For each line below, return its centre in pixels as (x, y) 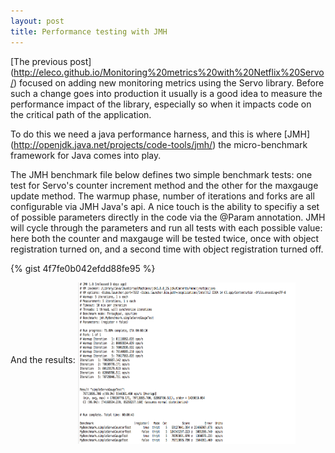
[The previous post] (51, 61)
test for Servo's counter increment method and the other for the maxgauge (164, 185)
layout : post (37, 21)
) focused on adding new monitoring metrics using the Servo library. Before (169, 82)
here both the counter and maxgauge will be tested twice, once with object (165, 238)
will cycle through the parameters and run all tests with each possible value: (166, 227)
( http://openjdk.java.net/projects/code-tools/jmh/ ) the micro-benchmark (159, 144)
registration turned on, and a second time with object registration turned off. (167, 249)
